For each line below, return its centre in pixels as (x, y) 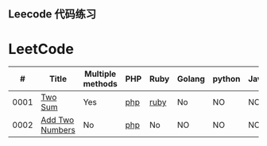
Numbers (58, 130)
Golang (191, 79)
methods (100, 84)
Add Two (58, 120)
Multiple (101, 74)
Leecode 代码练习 (52, 14)
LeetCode (41, 49)
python (226, 79)
